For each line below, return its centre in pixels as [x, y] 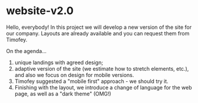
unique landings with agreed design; [59, 62]
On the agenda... [27, 51]
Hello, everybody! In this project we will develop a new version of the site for [99, 27]
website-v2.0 [40, 11]
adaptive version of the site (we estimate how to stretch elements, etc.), [102, 68]
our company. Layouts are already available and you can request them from [98, 33]
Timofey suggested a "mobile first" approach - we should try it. [92, 81]
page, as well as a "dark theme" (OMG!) [63, 94]
